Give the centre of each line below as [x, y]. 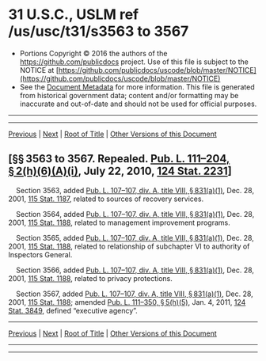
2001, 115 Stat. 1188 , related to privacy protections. [90, 278]
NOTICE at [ [39, 70]
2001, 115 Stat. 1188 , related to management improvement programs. [120, 222]
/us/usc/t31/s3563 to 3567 [99, 31]
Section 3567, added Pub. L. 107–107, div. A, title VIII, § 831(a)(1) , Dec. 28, [134, 294]
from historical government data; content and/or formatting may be [129, 95]
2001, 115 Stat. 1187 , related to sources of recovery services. [106, 199]
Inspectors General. [40, 254]
